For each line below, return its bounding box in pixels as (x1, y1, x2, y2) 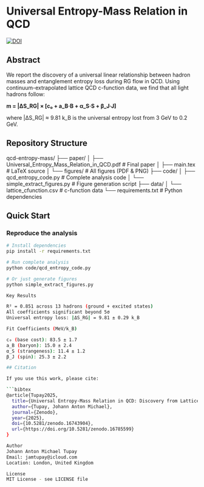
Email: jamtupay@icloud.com (6, 454, 78, 460)
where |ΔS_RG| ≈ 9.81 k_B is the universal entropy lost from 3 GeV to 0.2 (6, 114, 188, 121)
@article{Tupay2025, (6, 392, 59, 398)
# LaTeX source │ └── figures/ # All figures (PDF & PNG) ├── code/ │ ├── (6, 167, 195, 174)
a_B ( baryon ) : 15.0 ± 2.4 (6, 342, 72, 348)
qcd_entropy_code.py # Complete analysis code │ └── (6, 173, 144, 181)
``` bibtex (6, 387, 32, 393)
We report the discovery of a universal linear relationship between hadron (6, 71, 191, 78)
